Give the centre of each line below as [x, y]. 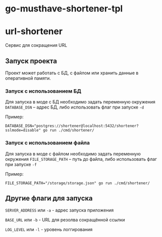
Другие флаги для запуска [49, 198]
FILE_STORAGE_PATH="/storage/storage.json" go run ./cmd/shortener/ [78, 183]
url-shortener [34, 32]
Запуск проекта [31, 61]
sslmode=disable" [23, 130]
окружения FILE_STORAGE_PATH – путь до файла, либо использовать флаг [81, 159]
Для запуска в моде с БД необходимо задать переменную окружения [80, 102]
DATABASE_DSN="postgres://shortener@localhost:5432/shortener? [72, 126]
